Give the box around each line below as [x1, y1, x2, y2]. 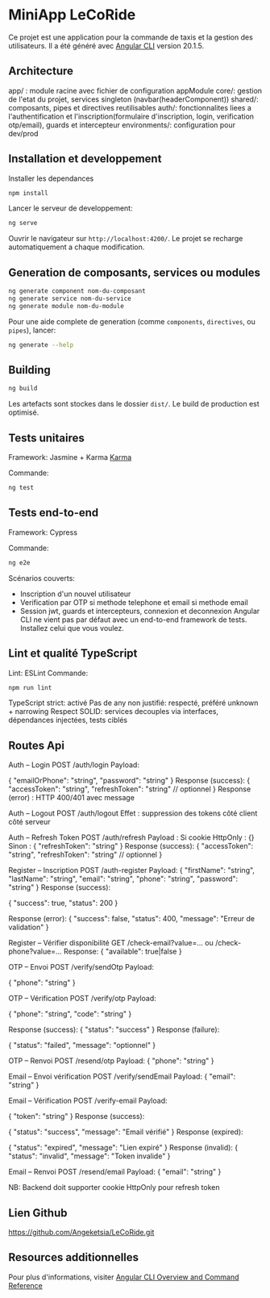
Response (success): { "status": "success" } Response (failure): [8, 1025, 220, 1034]
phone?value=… [8, 946, 62, 957]
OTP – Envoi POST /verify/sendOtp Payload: [8, 962, 155, 972]
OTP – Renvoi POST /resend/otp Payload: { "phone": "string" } [8, 1056, 215, 1066]
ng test [8, 484, 35, 492]
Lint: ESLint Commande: [8, 668, 89, 678]
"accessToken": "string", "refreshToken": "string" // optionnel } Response [8, 784, 251, 794]
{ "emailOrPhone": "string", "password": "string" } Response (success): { [8, 776, 251, 786]
